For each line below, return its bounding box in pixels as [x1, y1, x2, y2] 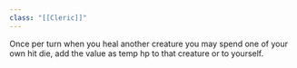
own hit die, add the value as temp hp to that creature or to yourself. [9, 47, 264, 59]
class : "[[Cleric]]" [9, 13, 88, 23]
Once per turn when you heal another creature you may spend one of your [9, 38, 289, 49]
